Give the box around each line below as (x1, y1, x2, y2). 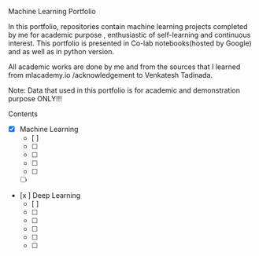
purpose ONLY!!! (8, 94, 63, 103)
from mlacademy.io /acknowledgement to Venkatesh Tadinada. (8, 71, 213, 79)
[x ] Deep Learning (19, 191, 81, 200)
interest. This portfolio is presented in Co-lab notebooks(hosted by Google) (8, 38, 252, 48)
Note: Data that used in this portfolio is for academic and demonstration (8, 86, 240, 95)
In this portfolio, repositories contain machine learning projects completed (8, 22, 248, 31)
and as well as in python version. (8, 47, 115, 56)
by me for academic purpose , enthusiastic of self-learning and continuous (8, 31, 251, 39)
